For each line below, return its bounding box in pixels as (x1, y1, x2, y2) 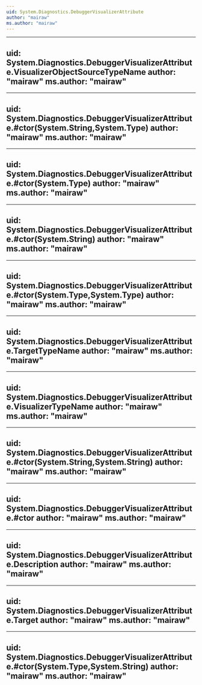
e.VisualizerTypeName (6, 401, 94, 412)
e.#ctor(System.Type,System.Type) (6, 290, 144, 301)
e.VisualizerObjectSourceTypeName (6, 67, 146, 77)
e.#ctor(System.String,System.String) (6, 457, 153, 468)
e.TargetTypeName (6, 345, 80, 356)
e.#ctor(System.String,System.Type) (6, 123, 149, 133)
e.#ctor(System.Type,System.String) (6, 661, 149, 672)
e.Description (6, 559, 59, 570)
